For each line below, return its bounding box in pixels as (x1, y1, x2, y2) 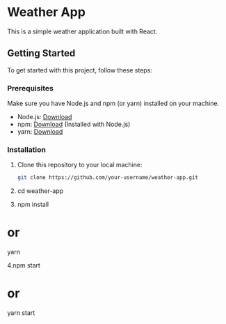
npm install (17, 200, 49, 209)
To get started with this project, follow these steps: (7, 65, 153, 74)
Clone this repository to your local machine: (17, 161, 143, 169)
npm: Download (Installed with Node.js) (17, 120, 131, 129)
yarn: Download (17, 128, 63, 136)
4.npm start (7, 261, 40, 270)
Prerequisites (7, 83, 54, 93)
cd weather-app (17, 187, 64, 195)
